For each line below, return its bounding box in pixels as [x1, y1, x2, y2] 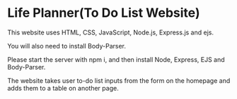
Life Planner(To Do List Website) [7, 5, 200, 21]
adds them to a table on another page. [7, 84, 119, 92]
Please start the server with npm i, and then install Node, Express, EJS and [7, 55, 225, 64]
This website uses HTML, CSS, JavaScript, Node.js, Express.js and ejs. [7, 28, 214, 37]
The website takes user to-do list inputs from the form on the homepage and [7, 76, 231, 85]
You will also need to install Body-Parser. [7, 41, 126, 50]
